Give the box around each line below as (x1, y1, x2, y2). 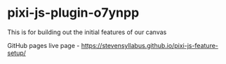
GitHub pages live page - (7, 41, 80, 49)
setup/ (7, 49, 27, 57)
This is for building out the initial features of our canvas (7, 28, 167, 36)
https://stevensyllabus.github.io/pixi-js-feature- (81, 41, 219, 49)
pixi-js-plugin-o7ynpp (7, 5, 140, 21)
